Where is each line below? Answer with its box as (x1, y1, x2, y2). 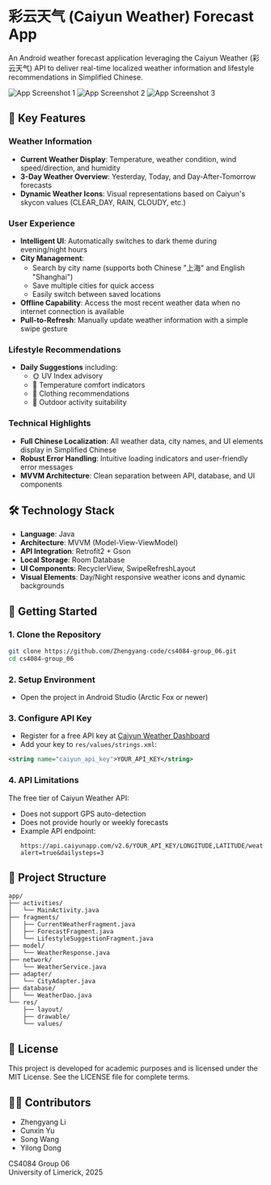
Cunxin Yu (19, 1125, 55, 1136)
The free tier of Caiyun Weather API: (8, 792, 129, 803)
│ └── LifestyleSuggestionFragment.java (8, 934, 154, 943)
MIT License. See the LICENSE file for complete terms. (8, 1072, 190, 1082)
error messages (19, 462, 74, 471)
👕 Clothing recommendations (32, 389, 129, 398)
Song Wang (19, 1134, 59, 1144)
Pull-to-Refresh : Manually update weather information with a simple (19, 315, 248, 324)
